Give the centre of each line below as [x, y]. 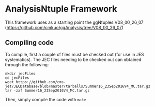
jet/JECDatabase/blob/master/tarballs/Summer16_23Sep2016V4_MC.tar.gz [78, 86]
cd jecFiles [17, 78]
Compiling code [30, 43]
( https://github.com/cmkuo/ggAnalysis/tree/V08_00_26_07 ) [64, 27]
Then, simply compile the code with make [46, 99]
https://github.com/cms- [41, 82]
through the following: [27, 64]
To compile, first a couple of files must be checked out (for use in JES [75, 54]
